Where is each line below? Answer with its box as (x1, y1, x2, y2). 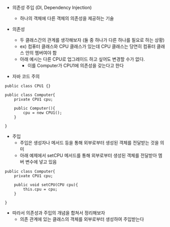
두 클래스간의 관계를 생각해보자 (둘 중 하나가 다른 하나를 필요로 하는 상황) (19, 37, 165, 43)
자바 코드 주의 (12, 73, 40, 79)
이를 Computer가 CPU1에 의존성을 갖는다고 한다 (27, 63, 124, 68)
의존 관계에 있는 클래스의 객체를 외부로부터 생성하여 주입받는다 (19, 216, 144, 222)
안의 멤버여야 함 (25, 50, 57, 56)
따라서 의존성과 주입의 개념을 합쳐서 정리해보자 (12, 210, 105, 216)
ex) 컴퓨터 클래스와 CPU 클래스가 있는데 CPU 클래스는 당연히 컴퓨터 (19, 43, 156, 49)
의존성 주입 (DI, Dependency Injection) (12, 5, 92, 10)
